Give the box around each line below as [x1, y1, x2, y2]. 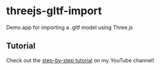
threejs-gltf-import [6, 4, 102, 18]
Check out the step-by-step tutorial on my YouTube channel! [6, 56, 155, 63]
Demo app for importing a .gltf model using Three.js [6, 24, 133, 31]
